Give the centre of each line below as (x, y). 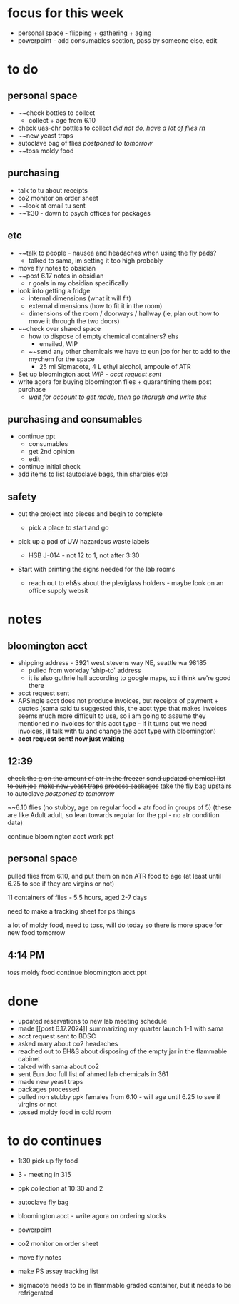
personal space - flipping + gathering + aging (85, 33)
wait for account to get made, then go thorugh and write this (117, 397)
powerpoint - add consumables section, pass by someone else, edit (117, 40)
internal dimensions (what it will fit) (80, 298)
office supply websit (58, 591)
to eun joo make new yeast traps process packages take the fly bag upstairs (119, 786)
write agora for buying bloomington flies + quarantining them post (115, 381)
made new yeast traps (50, 1081)
